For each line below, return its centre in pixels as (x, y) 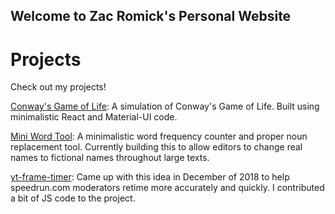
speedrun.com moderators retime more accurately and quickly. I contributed (167, 188)
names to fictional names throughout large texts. (110, 158)
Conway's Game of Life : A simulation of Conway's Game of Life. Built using (165, 106)
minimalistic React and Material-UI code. (94, 117)
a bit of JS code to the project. (73, 198)
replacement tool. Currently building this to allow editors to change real (156, 147)
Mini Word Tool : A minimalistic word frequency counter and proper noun (159, 136)
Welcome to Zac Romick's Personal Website (151, 16)
